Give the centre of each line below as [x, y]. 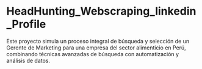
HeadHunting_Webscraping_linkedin [101, 11]
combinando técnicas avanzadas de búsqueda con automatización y [92, 54]
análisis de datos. [28, 60]
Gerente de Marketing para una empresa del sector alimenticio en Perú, [96, 48]
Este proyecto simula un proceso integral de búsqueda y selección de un [98, 41]
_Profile [26, 24]
